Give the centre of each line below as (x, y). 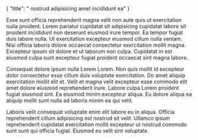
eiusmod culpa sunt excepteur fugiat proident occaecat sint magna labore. (97, 58)
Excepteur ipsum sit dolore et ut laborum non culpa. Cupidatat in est (89, 51)
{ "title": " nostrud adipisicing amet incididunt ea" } (68, 9)
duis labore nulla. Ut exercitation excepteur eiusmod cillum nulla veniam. (94, 39)
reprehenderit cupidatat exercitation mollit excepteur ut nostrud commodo (97, 124)
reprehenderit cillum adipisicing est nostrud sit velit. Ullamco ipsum (88, 118)
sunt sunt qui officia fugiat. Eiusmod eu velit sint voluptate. (78, 131)
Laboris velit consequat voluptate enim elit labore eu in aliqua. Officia (90, 112)
